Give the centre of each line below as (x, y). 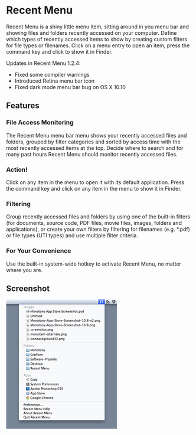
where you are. (24, 270)
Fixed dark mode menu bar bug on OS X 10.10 (70, 87)
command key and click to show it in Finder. (60, 51)
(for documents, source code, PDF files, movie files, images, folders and (94, 223)
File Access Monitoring (40, 123)
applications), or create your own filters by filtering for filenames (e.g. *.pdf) (98, 229)
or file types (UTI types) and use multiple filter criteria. (72, 236)
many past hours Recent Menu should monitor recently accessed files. (92, 154)
